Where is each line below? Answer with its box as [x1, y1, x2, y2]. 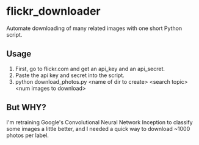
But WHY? [6, 102, 47, 113]
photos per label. [6, 132, 49, 139]
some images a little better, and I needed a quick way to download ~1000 [6, 125, 190, 132]
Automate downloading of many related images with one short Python [6, 24, 183, 32]
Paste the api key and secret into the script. [15, 72, 125, 79]
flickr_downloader [6, 4, 101, 18]
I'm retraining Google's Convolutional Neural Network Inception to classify [6, 118, 194, 126]
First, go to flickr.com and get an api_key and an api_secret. [15, 65, 165, 72]
